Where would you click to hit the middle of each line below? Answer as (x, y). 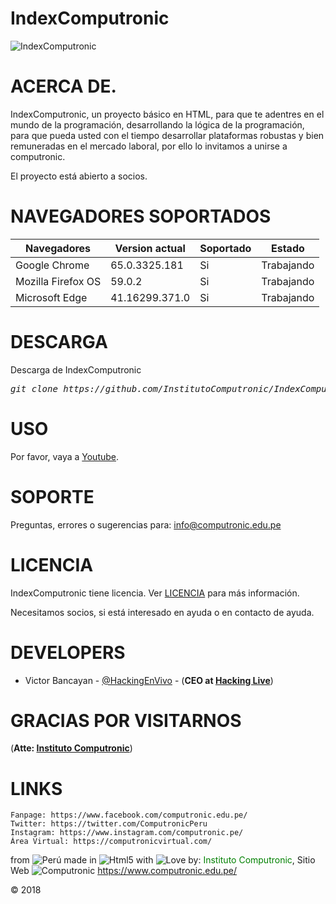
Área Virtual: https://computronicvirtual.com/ (111, 842)
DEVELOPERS (68, 652)
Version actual (150, 248)
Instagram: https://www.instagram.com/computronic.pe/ (127, 833)
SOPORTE (52, 496)
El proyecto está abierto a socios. (79, 176)
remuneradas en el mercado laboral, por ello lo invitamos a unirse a (149, 146)
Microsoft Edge (51, 297)
